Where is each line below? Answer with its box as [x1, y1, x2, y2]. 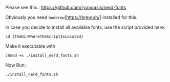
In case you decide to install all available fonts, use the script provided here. [5, 24, 165, 30]
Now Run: [5, 62, 26, 68]
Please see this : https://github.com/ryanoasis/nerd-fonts [5, 5, 126, 10]
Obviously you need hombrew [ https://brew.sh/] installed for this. [5, 14, 138, 20]
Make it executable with [5, 43, 55, 49]
